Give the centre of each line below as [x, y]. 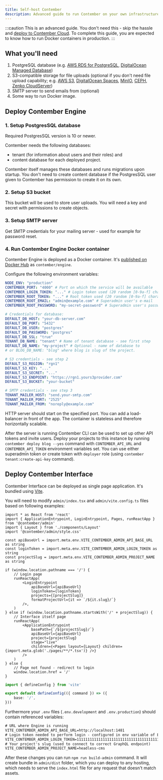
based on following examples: [35, 505]
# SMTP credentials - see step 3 [39, 391]
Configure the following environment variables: [52, 274]
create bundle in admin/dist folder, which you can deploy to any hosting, [78, 763]
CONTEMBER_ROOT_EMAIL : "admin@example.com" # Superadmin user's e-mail [79, 301]
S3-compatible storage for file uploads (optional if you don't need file [81, 75]
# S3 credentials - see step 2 [37, 359]
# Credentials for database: [34, 314]
